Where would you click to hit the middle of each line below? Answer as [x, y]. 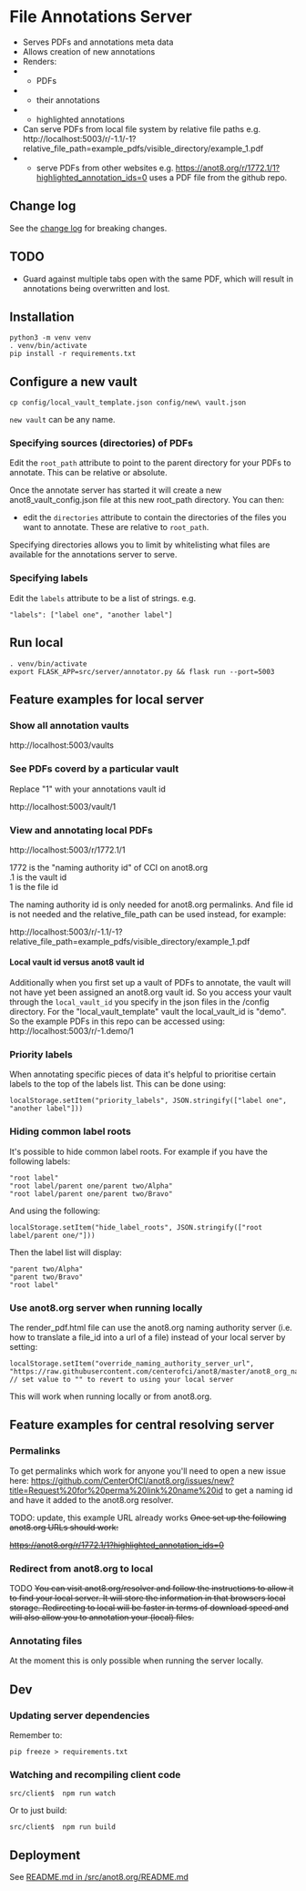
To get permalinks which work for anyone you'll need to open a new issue [148, 1471]
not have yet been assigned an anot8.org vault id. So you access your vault [151, 992]
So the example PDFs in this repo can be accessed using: [117, 1021]
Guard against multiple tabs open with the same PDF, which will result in [158, 279]
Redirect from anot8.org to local [82, 1569]
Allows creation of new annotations [89, 51]
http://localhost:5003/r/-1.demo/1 [71, 1031]
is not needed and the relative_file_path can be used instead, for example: [148, 914]
